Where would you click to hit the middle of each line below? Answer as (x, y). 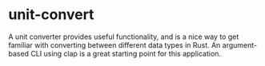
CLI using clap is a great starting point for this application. (126, 53)
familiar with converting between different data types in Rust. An (114, 45)
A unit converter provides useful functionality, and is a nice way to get (124, 37)
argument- (240, 45)
